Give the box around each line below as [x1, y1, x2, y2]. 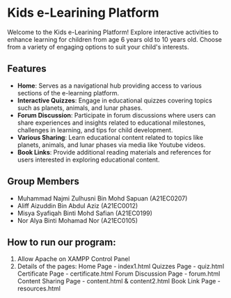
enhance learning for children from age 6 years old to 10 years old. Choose [7, 35, 223, 43]
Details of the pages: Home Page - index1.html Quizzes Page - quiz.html [17, 262, 225, 271]
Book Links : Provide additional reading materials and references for [17, 148, 212, 156]
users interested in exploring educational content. [17, 155, 160, 164]
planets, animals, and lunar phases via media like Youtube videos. [17, 141, 206, 149]
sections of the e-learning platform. [17, 88, 120, 97]
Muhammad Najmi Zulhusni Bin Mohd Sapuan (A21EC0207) [17, 194, 188, 203]
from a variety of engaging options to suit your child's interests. [7, 42, 189, 51]
